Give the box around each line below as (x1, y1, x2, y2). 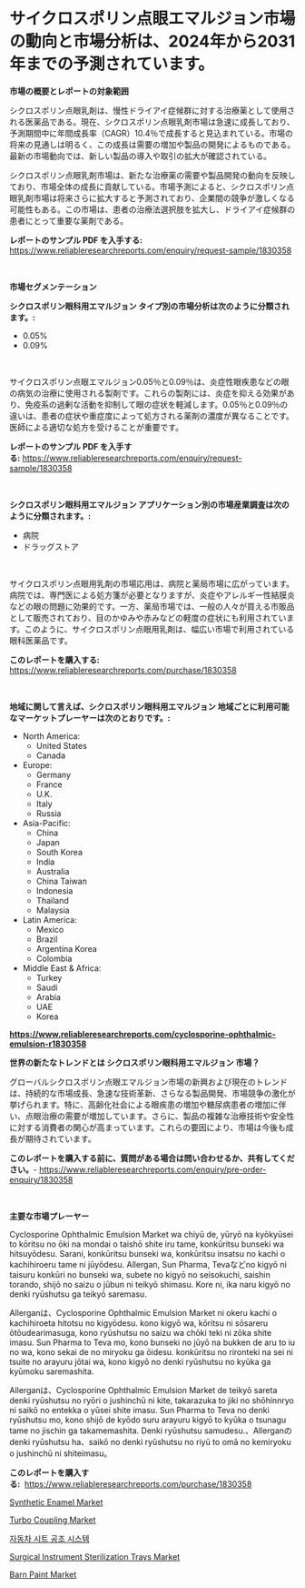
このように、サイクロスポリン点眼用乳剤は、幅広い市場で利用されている (24, 623, 295, 634)
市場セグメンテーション (9, 281, 97, 292)
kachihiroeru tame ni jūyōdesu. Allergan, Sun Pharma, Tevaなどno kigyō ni (9, 1259, 288, 1269)
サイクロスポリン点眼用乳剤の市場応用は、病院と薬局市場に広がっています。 (9, 578, 295, 589)
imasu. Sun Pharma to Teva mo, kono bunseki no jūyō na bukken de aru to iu (9, 1337, 296, 1348)
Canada (35, 750, 66, 761)
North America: (22, 730, 80, 742)
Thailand (35, 895, 70, 905)
